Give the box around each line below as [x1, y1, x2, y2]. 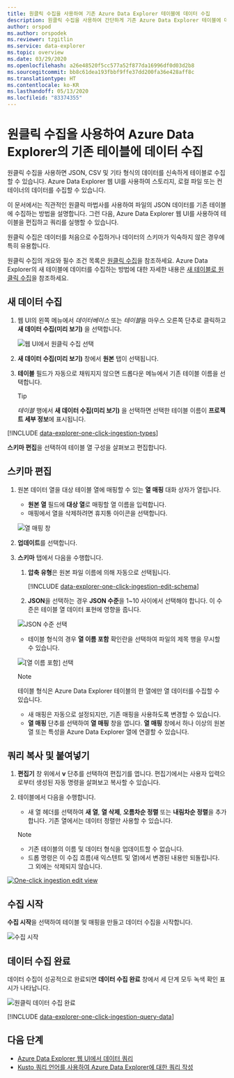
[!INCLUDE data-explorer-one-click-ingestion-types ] [7, 429, 159, 437]
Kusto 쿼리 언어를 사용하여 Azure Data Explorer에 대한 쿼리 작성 [17, 1063, 194, 1071]
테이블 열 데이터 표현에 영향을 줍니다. [40, 605, 141, 613]
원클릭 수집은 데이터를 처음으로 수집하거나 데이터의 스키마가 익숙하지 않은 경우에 [7, 233, 225, 241]
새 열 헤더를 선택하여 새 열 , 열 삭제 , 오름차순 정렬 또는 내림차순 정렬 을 [27, 808, 214, 816]
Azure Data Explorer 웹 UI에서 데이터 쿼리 [17, 1054, 134, 1063]
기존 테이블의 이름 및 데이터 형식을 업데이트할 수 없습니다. [27, 845, 185, 854]
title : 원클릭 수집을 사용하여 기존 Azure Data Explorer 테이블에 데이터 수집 [7, 10, 210, 17]
